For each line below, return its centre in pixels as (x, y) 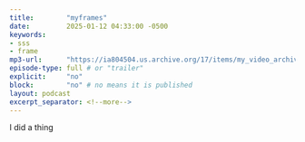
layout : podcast (40, 93)
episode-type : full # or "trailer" (77, 69)
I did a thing (32, 128)
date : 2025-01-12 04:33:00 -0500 (89, 26)
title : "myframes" (58, 18)
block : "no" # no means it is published (101, 85)
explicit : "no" (46, 77)
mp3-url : (26, 60)
